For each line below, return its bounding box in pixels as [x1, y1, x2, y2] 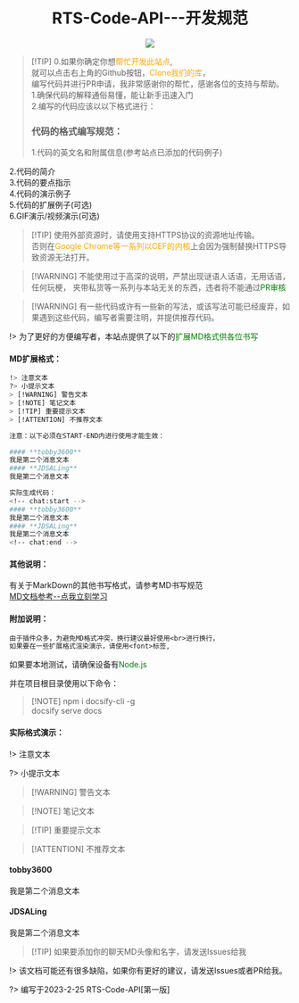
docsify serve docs [30, 706, 103, 717]
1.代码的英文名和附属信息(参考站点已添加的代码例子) [30, 147, 223, 158]
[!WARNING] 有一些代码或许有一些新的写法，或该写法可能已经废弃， [30, 301, 283, 312]
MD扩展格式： [9, 353, 62, 364]
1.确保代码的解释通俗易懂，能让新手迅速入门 [30, 89, 194, 100]
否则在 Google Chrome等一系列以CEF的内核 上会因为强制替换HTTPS [30, 241, 279, 252]
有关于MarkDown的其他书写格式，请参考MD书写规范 [9, 580, 203, 591]
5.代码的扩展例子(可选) [9, 200, 93, 211]
